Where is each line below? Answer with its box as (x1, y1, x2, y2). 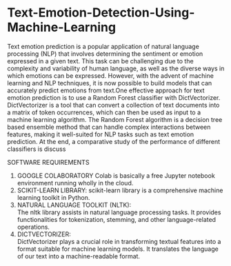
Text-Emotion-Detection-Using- (7, 5, 195, 21)
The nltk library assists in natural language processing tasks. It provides (17, 208, 221, 216)
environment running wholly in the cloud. (17, 178, 134, 187)
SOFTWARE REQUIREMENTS (7, 158, 90, 166)
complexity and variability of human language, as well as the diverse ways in (7, 64, 225, 72)
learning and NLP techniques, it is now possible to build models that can (7, 79, 212, 87)
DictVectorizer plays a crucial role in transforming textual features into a (17, 237, 221, 245)
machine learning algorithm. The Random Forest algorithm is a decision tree (7, 115, 223, 123)
